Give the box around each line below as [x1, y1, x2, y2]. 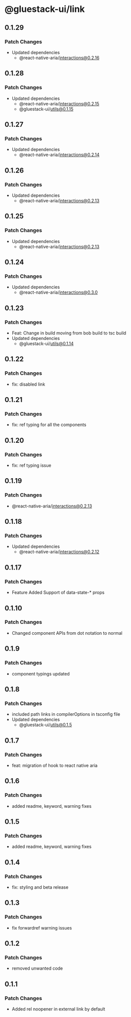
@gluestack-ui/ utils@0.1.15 [19, 106, 74, 112]
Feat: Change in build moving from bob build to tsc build [11, 330, 127, 336]
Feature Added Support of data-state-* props [11, 590, 105, 595]
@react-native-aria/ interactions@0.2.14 [19, 152, 100, 158]
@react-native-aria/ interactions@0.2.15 [19, 100, 99, 106]
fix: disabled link [11, 381, 45, 387]
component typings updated [11, 671, 70, 677]
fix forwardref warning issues [11, 925, 72, 931]
